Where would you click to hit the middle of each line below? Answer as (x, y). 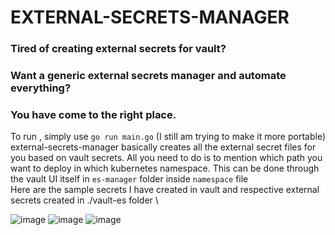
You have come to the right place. (93, 114)
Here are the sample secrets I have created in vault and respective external (165, 190)
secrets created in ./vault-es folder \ (84, 200)
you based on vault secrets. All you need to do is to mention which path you (166, 158)
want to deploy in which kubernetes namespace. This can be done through (165, 168)
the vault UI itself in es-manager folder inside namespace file (129, 179)
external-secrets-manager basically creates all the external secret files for (163, 147)
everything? (41, 88)
